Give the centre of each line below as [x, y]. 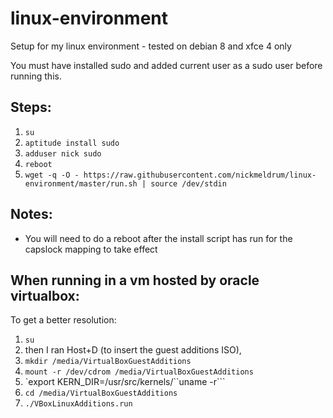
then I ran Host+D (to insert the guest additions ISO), [133, 350]
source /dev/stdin [188, 183]
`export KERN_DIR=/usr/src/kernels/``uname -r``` [125, 382]
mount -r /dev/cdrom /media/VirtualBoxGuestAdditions [139, 372]
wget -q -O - [52, 175]
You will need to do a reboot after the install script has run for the [158, 238]
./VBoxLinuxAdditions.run [78, 404]
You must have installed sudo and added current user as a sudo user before [166, 65]
